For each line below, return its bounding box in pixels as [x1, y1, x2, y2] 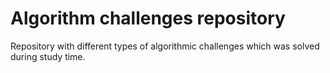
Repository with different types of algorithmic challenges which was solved [10, 40, 320, 52]
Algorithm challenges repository [10, 7, 286, 30]
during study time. [10, 50, 86, 62]
